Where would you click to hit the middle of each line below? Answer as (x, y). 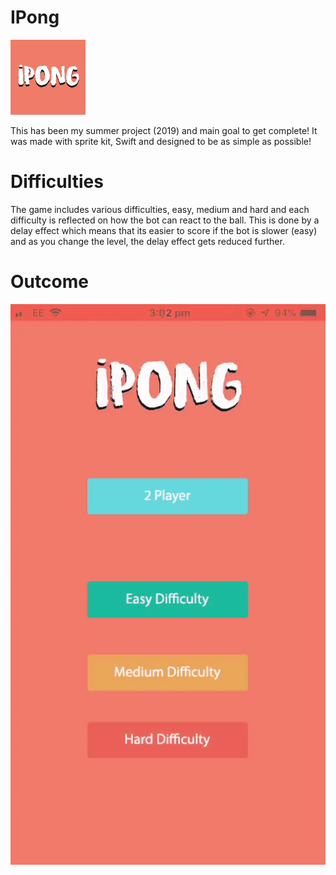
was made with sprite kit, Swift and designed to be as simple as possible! (161, 141)
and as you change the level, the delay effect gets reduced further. (147, 241)
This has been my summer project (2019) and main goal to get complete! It (164, 130)
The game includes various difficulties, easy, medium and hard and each (160, 209)
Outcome (49, 282)
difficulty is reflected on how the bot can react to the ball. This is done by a (165, 220)
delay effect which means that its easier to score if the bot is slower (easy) (164, 230)
